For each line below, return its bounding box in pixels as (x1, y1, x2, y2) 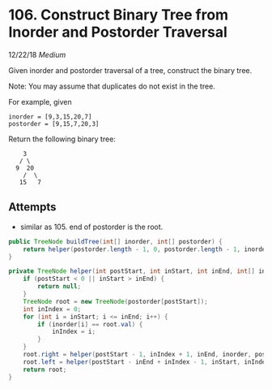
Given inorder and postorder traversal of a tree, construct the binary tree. (8, 65, 253, 75)
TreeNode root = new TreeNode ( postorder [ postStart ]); (23, 297, 208, 305)
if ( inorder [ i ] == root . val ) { (37, 320, 143, 328)
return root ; (23, 365, 67, 374)
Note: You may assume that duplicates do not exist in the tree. (8, 81, 216, 91)
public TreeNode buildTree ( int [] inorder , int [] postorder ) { (8, 237, 223, 245)
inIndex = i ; (51, 327, 96, 336)
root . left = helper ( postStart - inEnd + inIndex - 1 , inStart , (23, 357, 241, 366)
